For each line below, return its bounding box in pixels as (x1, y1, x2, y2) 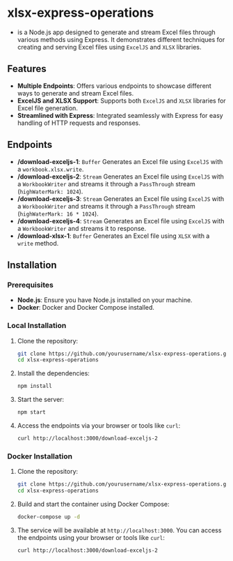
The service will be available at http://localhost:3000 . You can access (17, 525, 222, 534)
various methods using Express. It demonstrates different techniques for (17, 35, 225, 43)
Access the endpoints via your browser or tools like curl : (17, 421, 181, 430)
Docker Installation (7, 451, 73, 461)
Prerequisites (7, 280, 54, 290)
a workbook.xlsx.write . (17, 165, 84, 173)
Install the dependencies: (17, 369, 90, 377)
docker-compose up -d (17, 513, 80, 521)
